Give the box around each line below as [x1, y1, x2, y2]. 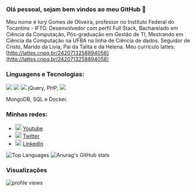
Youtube [22, 125, 43, 132]
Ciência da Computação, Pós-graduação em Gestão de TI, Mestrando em [6, 31, 184, 38]
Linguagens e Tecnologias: [6, 70, 85, 78]
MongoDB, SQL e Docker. [6, 96, 68, 103]
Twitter [22, 132, 40, 139]
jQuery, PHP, [27, 84, 59, 91]
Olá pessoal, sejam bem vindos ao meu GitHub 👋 [6, 5, 146, 13]
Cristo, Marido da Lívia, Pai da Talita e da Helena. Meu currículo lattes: [6, 43, 176, 50]
